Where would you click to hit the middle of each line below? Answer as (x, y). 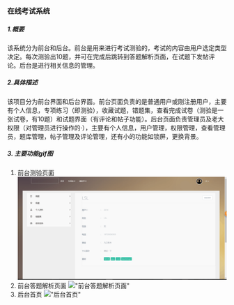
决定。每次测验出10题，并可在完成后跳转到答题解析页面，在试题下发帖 (108, 57)
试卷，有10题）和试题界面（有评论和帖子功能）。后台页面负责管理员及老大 (118, 119)
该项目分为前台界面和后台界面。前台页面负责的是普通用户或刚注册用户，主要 (117, 101)
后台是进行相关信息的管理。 (59, 65)
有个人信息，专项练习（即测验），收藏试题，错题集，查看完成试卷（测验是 (112, 110)
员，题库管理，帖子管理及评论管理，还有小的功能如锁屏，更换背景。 (105, 136)
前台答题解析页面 (42, 286)
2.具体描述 (23, 82)
